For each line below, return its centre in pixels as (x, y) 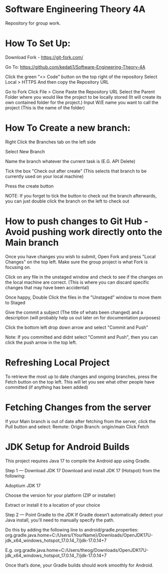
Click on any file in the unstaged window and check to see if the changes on (84, 277)
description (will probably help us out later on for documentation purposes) (83, 317)
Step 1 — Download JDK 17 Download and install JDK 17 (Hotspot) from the (83, 470)
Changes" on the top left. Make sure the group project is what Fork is (76, 262)
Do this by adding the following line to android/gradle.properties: (72, 529)
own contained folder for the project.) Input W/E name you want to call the (82, 102)
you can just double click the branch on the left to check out (67, 201)
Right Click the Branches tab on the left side (51, 142)
